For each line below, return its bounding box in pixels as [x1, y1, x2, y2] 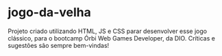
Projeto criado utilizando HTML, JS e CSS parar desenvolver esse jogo [8, 27, 208, 35]
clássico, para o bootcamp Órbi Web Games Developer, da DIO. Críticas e [8, 34, 215, 42]
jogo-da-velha [8, 5, 91, 20]
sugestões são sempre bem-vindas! [8, 41, 110, 49]
